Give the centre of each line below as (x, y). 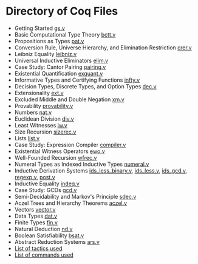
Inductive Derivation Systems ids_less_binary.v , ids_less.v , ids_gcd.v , (101, 170)
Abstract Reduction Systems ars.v (57, 241)
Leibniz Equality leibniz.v (46, 54)
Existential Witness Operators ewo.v (60, 151)
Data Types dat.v (36, 216)
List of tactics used (38, 248)
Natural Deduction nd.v (43, 229)
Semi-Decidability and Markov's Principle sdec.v (75, 196)
